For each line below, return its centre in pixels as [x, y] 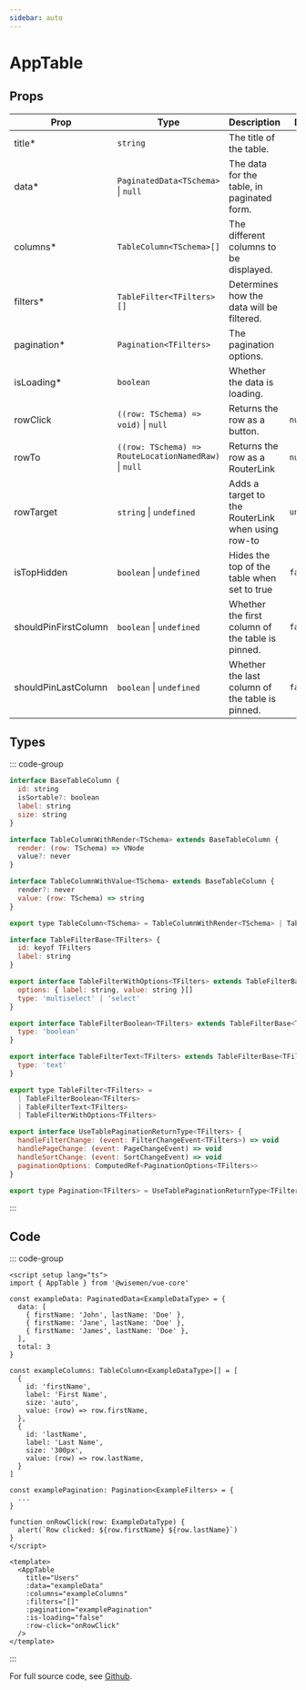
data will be [253, 307]
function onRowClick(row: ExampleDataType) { [97, 1522]
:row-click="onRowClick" [73, 1626]
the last [245, 676]
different [247, 235]
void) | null [142, 424]
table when [253, 577]
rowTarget [36, 512]
